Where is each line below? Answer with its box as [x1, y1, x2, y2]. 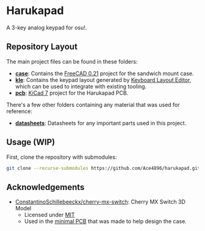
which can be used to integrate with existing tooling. [15, 82, 147, 90]
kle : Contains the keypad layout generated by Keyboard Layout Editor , [15, 76, 192, 83]
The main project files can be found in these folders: [6, 57, 138, 65]
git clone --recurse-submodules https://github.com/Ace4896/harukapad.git [6, 165, 201, 171]
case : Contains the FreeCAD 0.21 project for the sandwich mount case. [15, 70, 194, 77]
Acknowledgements [6, 182, 85, 193]
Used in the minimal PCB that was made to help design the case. [24, 218, 187, 225]
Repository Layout [6, 42, 78, 52]
